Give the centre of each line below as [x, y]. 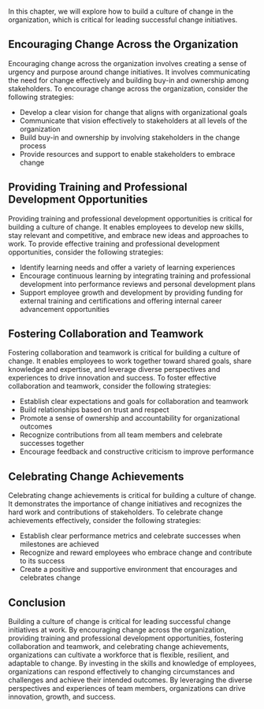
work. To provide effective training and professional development [114, 243]
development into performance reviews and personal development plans [138, 284]
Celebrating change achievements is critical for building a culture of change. [132, 496]
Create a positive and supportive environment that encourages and [128, 570]
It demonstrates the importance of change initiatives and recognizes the [125, 504]
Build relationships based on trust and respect [94, 410]
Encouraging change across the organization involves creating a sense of [127, 63]
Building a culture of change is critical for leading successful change [119, 622]
